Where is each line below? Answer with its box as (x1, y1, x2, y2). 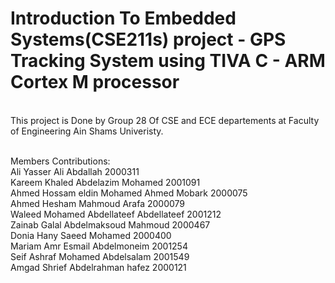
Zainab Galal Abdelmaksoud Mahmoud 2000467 (10, 218, 211, 231)
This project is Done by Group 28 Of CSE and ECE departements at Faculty (10, 114, 320, 126)
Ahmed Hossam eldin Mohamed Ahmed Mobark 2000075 (10, 187, 248, 199)
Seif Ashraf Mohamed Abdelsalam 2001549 (10, 250, 190, 262)
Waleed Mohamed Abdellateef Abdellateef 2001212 (10, 208, 222, 220)
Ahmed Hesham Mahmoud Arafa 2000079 (10, 197, 186, 209)
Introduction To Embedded (10, 7, 237, 30)
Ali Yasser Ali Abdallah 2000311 (10, 165, 140, 177)
